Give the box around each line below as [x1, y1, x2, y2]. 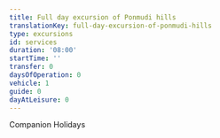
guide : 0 [9, 87, 42, 96]
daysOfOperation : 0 [9, 71, 82, 80]
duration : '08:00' [9, 46, 77, 55]
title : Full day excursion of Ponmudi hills [9, 12, 177, 22]
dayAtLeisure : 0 [9, 95, 69, 104]
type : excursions [9, 29, 74, 38]
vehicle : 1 [9, 79, 50, 88]
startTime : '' [9, 54, 62, 63]
